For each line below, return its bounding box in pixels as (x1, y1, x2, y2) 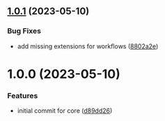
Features (7, 91, 38, 100)
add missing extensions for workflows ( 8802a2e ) (17, 41, 159, 50)
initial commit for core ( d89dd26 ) (17, 106, 113, 115)
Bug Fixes (7, 26, 42, 36)
